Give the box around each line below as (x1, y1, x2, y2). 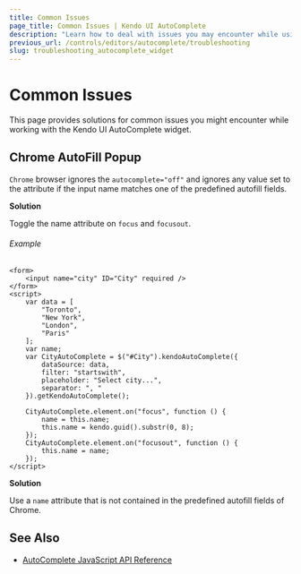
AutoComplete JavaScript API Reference (21, 554, 173, 565)
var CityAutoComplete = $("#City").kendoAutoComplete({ (25, 353, 239, 362)
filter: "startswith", (41, 368, 126, 377)
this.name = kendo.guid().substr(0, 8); (41, 423, 194, 433)
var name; (25, 345, 63, 354)
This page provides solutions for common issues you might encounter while (9, 115, 289, 125)
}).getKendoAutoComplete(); (25, 391, 130, 401)
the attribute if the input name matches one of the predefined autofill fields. (9, 183, 288, 193)
